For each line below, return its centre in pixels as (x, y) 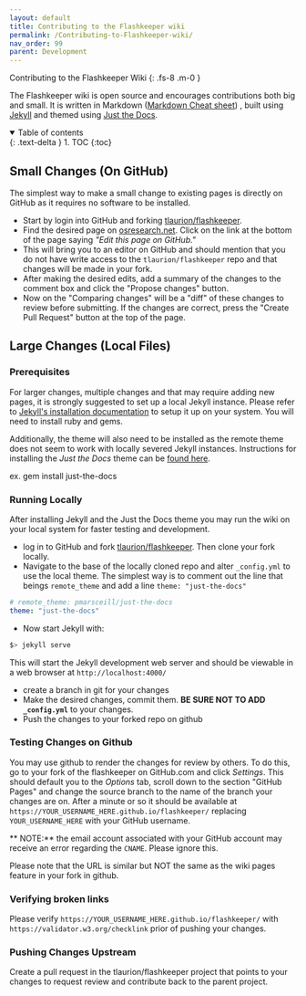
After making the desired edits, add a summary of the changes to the (152, 278)
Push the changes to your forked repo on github (112, 718)
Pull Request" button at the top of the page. (104, 317)
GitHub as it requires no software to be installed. (100, 203)
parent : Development (49, 52)
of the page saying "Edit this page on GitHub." (109, 239)
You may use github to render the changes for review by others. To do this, (150, 762)
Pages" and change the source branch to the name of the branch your (141, 792)
